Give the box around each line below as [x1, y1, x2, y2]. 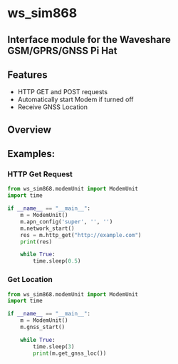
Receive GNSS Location [17, 103, 88, 111]
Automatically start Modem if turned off [17, 95, 134, 104]
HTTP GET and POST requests [17, 88, 108, 96]
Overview [7, 123, 52, 136]
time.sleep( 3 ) [33, 343, 75, 350]
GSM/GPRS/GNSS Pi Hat [7, 44, 117, 56]
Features [7, 69, 48, 81]
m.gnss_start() [20, 323, 66, 331]
